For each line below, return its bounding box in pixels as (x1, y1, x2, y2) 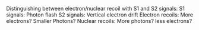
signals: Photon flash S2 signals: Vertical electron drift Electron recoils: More (6, 11, 194, 18)
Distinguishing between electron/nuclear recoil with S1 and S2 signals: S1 (6, 5, 185, 12)
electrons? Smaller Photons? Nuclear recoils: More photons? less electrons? (6, 18, 192, 24)
